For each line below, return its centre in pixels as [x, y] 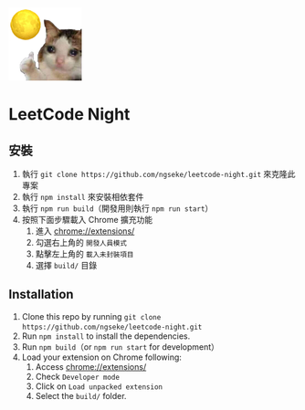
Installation [41, 294]
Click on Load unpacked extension [99, 386]
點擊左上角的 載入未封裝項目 [84, 254]
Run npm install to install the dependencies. [106, 336]
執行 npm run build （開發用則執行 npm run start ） [117, 208]
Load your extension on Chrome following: [101, 357]
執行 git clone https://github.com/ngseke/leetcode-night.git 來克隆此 [158, 174]
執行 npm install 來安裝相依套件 [83, 197]
